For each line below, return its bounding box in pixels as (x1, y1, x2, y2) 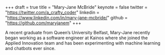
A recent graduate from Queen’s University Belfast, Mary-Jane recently (5, 30, 150, 35)
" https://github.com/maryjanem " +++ (5, 20, 82, 26)
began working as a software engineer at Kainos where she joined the (5, 35, 148, 41)
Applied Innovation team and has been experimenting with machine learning (5, 40, 161, 46)
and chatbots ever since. (5, 46, 56, 51)
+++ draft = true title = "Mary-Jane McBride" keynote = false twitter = (5, 4, 148, 10)
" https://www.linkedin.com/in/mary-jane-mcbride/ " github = (5, 15, 128, 20)
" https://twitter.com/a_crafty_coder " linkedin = (5, 9, 100, 15)
